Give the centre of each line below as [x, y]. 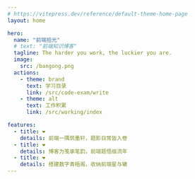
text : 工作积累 [46, 106]
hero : [15, 33]
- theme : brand [42, 79]
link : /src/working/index [64, 112]
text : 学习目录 [46, 86]
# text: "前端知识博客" [46, 47]
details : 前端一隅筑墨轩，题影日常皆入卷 [74, 138]
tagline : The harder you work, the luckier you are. [93, 53]
